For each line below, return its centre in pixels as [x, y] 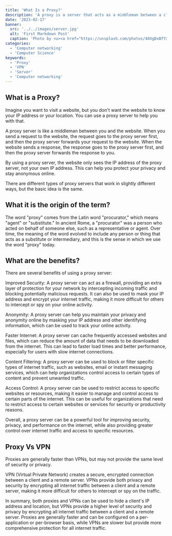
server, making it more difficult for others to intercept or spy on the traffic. [83, 491]
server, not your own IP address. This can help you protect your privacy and [85, 168]
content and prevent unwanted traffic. [45, 378]
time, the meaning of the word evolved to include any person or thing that [83, 233]
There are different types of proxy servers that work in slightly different [80, 183]
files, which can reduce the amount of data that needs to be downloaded [82, 341]
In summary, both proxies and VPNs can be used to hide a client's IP [77, 501]
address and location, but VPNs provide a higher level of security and [79, 506]
